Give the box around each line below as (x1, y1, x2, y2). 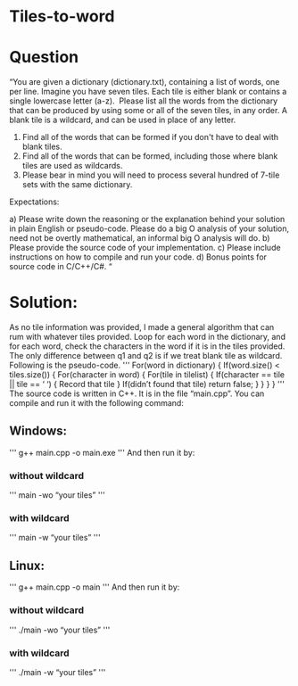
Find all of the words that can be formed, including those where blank (21, 151, 278, 161)
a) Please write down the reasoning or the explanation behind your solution (9, 214, 286, 225)
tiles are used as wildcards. (21, 161, 123, 171)
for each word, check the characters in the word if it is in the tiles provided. (9, 341, 286, 351)
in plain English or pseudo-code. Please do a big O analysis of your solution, (9, 223, 290, 234)
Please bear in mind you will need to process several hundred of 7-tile (21, 169, 280, 180)
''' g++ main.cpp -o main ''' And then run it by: (9, 582, 180, 592)
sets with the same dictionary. (21, 179, 133, 190)
